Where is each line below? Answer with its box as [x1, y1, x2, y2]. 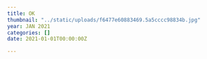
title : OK [7, 10, 36, 17]
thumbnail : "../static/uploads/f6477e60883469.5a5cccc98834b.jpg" [7, 16, 201, 23]
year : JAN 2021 [7, 23, 51, 29]
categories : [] [7, 29, 51, 36]
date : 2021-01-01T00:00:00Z [7, 36, 88, 43]
